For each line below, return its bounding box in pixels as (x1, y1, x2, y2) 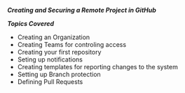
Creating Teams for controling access (17, 41, 127, 48)
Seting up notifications (17, 55, 83, 64)
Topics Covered (7, 20, 55, 27)
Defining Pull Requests (17, 78, 83, 86)
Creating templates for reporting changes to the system (17, 63, 179, 71)
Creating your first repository (17, 48, 102, 56)
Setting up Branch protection (17, 70, 102, 78)
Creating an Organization (17, 33, 90, 41)
